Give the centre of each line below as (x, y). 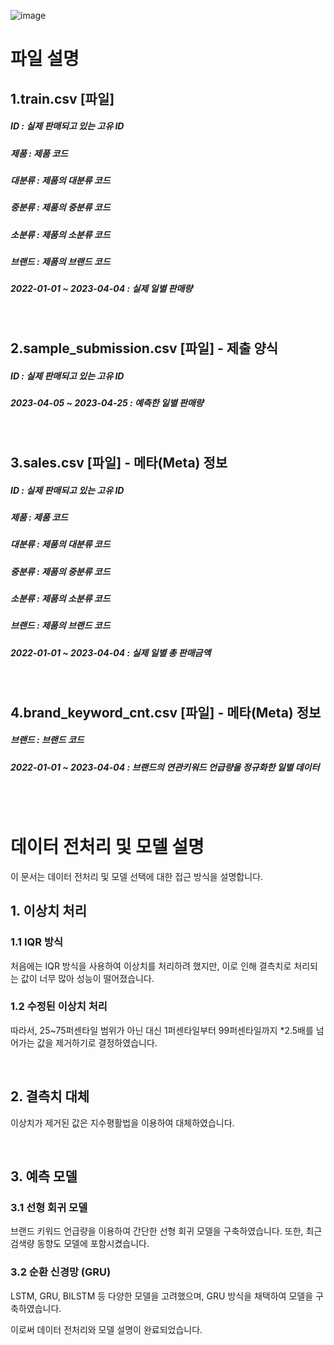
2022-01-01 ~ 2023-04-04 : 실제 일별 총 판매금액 (111, 652)
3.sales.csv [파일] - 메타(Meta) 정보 (119, 462)
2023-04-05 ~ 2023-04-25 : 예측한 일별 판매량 (107, 403)
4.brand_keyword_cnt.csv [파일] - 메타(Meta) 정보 (166, 712)
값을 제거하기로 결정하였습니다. (97, 1042)
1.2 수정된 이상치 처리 (59, 1007)
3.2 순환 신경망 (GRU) (61, 1272)
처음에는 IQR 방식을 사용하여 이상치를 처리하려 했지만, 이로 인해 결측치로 (151, 966)
